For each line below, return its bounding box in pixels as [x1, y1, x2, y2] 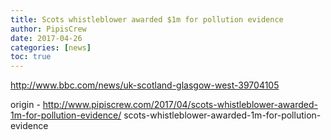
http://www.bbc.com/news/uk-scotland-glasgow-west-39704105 [10, 79, 280, 91]
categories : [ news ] [10, 42, 92, 53]
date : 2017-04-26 [10, 33, 83, 43]
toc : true [10, 52, 52, 62]
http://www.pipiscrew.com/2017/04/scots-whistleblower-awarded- [42, 99, 318, 111]
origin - [10, 99, 41, 111]
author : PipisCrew [10, 24, 87, 34]
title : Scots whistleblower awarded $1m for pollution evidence [10, 14, 284, 25]
